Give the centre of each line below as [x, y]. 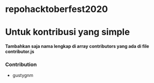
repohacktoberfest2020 [57, 9]
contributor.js [20, 51]
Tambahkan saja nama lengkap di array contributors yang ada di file [77, 46]
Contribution [21, 64]
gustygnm [23, 75]
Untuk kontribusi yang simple [67, 32]
